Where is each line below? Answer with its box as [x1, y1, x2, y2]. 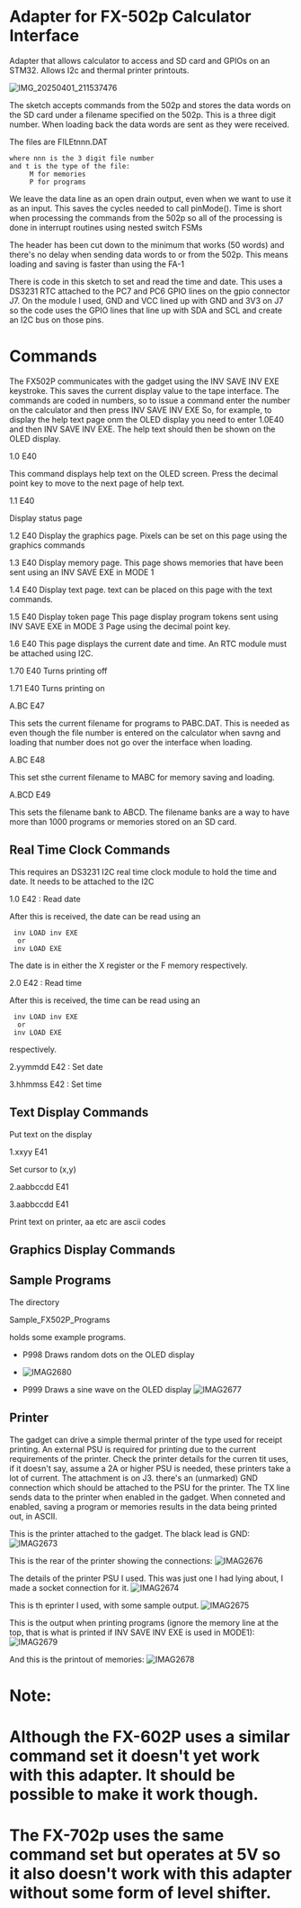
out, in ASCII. [9, 1511, 58, 1521]
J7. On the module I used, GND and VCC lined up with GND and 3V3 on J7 [9, 295, 284, 306]
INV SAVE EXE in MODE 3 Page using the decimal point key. [9, 620, 231, 632]
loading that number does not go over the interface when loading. [9, 736, 253, 747]
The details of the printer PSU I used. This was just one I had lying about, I [9, 1573, 284, 1584]
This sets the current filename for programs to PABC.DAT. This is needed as [9, 717, 290, 728]
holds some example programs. [9, 1331, 127, 1342]
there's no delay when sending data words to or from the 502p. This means [9, 249, 289, 260]
